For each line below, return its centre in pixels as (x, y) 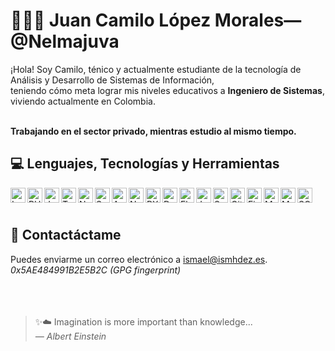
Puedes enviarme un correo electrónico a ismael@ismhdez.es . (139, 259)
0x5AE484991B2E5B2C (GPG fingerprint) (96, 270)
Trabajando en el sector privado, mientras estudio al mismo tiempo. (153, 131)
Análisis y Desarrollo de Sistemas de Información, (112, 80)
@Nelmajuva (65, 41)
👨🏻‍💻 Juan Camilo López (111, 20)
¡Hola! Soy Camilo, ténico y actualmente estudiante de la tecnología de (156, 69)
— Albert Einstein (70, 336)
